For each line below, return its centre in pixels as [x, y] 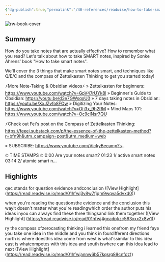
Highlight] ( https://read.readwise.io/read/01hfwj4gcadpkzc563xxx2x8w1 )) [80, 219]
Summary [20, 39]
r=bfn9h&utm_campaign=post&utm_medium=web [56, 136]
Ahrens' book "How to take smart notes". [46, 62]
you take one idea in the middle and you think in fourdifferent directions [77, 233]
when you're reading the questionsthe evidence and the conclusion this [78, 203]
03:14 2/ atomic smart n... [31, 161]
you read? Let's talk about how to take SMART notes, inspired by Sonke [77, 56]
